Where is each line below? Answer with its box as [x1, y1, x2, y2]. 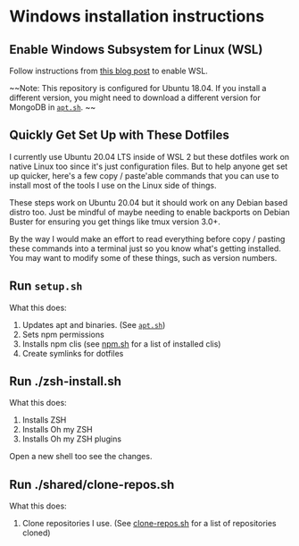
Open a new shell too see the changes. [9, 451, 153, 462]
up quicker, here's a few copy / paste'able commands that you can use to [9, 170, 279, 181]
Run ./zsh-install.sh [9, 374, 122, 390]
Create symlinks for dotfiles [21, 348, 124, 358]
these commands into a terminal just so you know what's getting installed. [9, 243, 281, 254]
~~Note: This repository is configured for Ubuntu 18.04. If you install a [9, 83, 267, 93]
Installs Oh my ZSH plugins [21, 433, 122, 444]
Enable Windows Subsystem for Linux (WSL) [9, 42, 263, 57]
